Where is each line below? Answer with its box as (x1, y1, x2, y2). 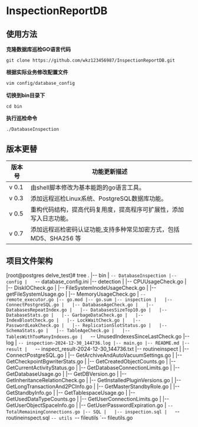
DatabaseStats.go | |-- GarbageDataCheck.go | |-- (6, 312, 144, 319)
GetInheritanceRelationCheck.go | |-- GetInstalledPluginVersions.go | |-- (6, 377, 181, 384)
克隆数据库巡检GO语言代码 (6, 46, 71, 52)
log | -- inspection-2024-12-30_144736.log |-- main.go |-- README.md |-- (6, 339, 190, 346)
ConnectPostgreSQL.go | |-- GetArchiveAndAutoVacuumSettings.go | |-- (6, 352, 183, 359)
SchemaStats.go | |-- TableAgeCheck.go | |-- (6, 328, 131, 334)
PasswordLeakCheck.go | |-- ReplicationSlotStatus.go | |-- (6, 323, 167, 329)
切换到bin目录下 (6, 91, 45, 98)
